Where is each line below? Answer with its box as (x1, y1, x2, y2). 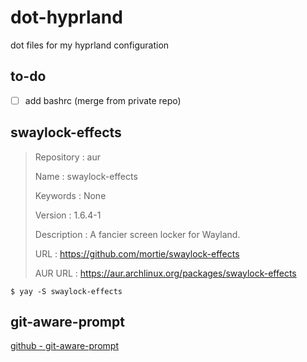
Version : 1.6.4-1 (34, 209, 102, 221)
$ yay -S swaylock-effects (10, 286, 123, 296)
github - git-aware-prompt (10, 340, 119, 352)
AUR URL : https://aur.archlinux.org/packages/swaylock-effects (34, 267, 297, 279)
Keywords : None (34, 189, 107, 201)
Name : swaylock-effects (34, 170, 138, 182)
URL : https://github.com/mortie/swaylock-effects (34, 247, 240, 260)
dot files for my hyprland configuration (10, 39, 170, 51)
